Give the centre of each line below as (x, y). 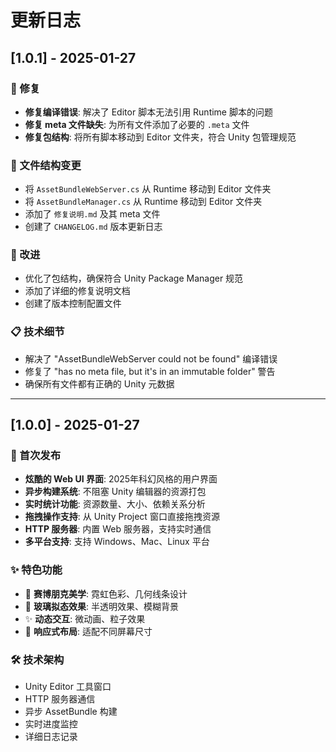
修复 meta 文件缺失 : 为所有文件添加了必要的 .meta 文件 (137, 124)
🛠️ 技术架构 (37, 659)
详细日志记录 (51, 737)
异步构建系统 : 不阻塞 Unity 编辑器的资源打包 (115, 492)
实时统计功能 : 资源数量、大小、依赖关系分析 (115, 504)
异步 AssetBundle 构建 (71, 712)
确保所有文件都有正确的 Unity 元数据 (99, 383)
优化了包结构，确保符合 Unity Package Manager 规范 (134, 278)
